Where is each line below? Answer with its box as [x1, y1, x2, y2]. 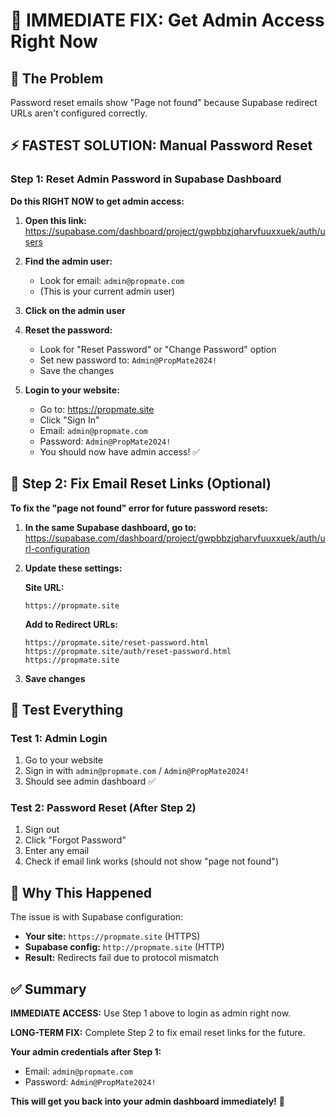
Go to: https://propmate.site [39, 403, 155, 415]
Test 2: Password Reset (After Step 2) [10, 801, 197, 815]
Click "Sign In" [39, 414, 100, 426]
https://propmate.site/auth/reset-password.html [24, 646, 232, 656]
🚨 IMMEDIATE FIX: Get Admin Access [10, 9, 325, 32]
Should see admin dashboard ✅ [24, 775, 157, 788]
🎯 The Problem [10, 70, 104, 87]
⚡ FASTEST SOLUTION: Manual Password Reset [10, 137, 313, 154]
